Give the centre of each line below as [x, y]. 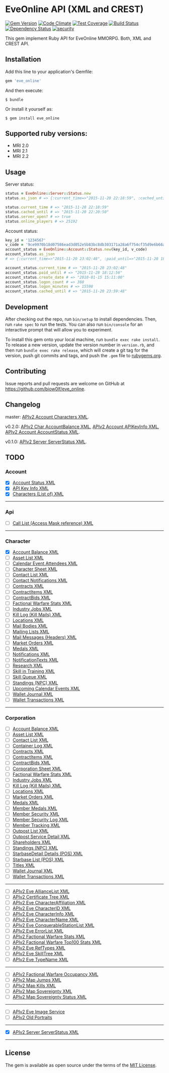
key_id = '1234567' [26, 240]
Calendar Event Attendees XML [45, 563]
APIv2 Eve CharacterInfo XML [43, 914]
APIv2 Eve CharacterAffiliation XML [49, 902]
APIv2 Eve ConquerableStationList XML [53, 925]
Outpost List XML [30, 831]
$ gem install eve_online [32, 118]
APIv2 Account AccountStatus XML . [43, 432]
